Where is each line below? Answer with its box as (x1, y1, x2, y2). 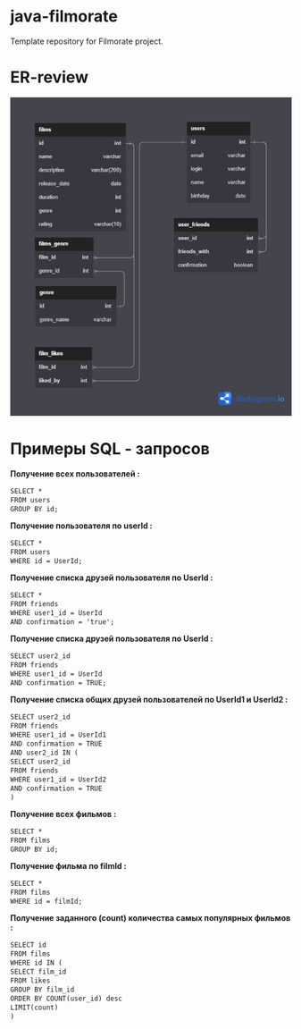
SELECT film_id (10, 967, 67, 976)
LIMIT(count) (10, 1003, 59, 1012)
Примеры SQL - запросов (10, 438, 211, 459)
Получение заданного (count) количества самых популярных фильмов (10, 912, 291, 923)
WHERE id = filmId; (10, 897, 83, 906)
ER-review (10, 67, 88, 88)
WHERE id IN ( (10, 958, 63, 967)
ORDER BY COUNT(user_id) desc (10, 994, 123, 1003)
